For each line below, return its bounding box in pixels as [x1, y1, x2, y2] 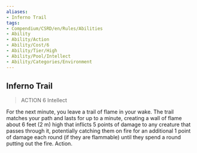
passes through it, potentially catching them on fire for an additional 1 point [6, 127, 191, 134]
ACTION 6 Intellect [20, 97, 67, 104]
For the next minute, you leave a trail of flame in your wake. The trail [6, 108, 174, 115]
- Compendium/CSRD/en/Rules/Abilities [6, 25, 103, 32]
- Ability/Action [6, 36, 50, 42]
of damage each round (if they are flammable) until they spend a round [6, 134, 181, 141]
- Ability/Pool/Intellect [6, 53, 71, 59]
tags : [6, 20, 20, 26]
